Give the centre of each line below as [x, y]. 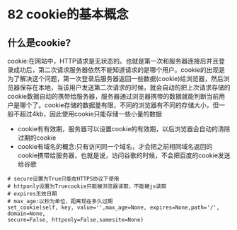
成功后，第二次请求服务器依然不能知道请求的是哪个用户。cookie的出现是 [119, 70]
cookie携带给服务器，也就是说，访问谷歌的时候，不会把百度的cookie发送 [124, 155]
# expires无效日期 [32, 194]
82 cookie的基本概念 [68, 14]
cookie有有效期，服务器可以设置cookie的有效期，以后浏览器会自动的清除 [124, 129]
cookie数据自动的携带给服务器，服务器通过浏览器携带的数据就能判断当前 [113, 96]
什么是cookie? [39, 43]
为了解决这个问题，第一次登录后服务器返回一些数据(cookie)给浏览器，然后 [116, 79]
